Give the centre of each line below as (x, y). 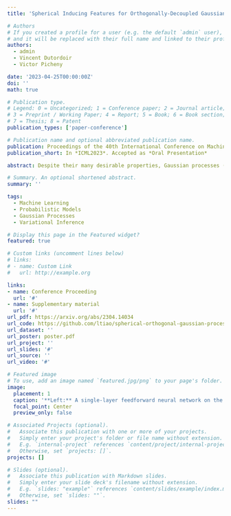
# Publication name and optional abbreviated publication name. (101, 140)
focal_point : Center (43, 406)
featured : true (29, 241)
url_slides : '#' (30, 349)
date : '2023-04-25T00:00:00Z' (51, 76)
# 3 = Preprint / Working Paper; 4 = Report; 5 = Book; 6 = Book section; (117, 115)
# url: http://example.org (49, 273)
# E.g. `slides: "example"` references (67, 489)
